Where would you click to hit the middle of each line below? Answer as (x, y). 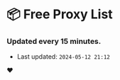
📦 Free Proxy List (60, 15)
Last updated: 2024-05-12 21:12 (64, 57)
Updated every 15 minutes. (54, 42)
